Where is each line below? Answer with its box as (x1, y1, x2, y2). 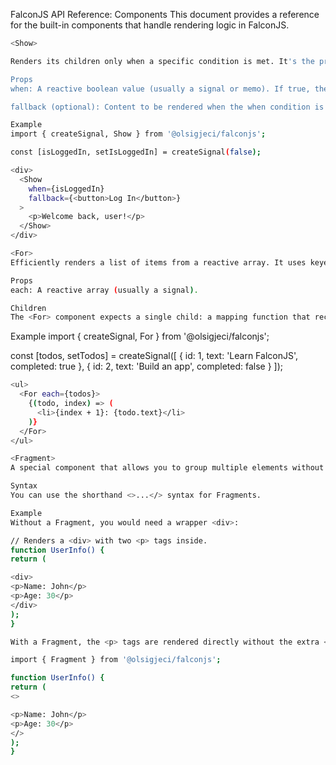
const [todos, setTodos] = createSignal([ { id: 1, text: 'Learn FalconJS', (10, 350, 299, 362)
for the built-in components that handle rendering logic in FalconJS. (10, 19, 290, 31)
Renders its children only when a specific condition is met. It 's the (10, 56, 315, 66)
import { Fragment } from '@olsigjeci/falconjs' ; (10, 655, 222, 665)
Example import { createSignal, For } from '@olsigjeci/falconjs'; (10, 330, 270, 343)
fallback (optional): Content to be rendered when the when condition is (10, 102, 325, 112)
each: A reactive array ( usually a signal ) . (10, 285, 199, 295)
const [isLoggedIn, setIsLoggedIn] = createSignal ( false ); (10, 147, 262, 158)
